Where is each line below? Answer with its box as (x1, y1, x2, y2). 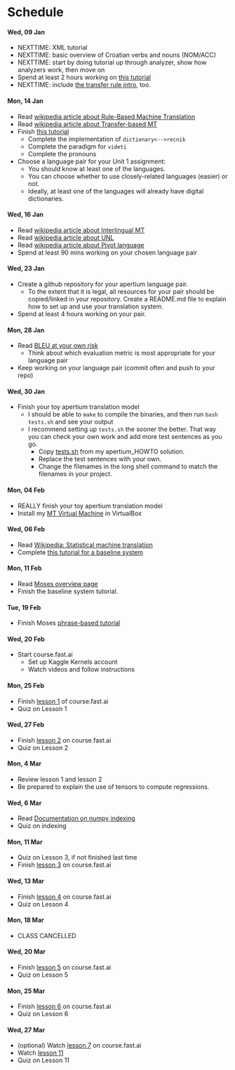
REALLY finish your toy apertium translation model (17, 501, 163, 510)
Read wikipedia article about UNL (17, 233, 114, 242)
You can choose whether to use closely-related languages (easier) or (27, 172, 228, 180)
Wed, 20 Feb (7, 635, 46, 643)
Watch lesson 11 (17, 1049, 64, 1057)
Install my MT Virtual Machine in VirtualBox (17, 509, 142, 517)
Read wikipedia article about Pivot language (17, 241, 145, 249)
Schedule (7, 4, 65, 20)
